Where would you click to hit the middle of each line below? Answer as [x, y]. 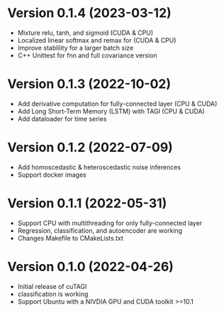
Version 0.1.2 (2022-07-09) [90, 148]
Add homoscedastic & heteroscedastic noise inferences [99, 167]
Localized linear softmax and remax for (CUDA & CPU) [97, 40]
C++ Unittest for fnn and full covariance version [87, 55]
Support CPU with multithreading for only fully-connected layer [110, 223]
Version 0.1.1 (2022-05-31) [87, 203]
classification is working [53, 294]
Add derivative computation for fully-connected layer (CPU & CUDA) [117, 104]
